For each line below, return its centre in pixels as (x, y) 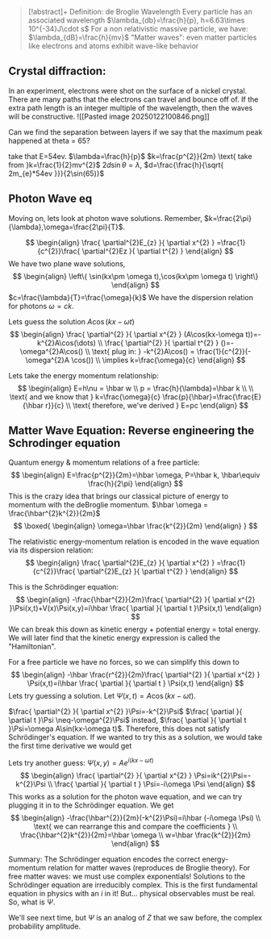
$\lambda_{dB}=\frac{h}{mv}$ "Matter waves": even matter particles (142, 37)
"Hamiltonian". (32, 647)
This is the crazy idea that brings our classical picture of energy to (119, 496)
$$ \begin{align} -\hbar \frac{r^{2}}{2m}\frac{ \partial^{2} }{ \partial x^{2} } (135, 675)
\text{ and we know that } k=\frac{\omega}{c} (85, 396)
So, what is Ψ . (32, 902)
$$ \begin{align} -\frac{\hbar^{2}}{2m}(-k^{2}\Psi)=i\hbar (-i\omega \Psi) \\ (135, 818)
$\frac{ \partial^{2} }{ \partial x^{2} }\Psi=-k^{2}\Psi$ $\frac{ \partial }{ (125, 712)
